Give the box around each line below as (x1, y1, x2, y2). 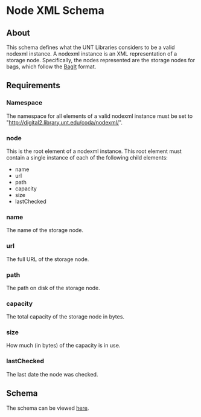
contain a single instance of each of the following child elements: (6, 154, 168, 161)
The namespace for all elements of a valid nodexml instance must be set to (6, 112, 193, 120)
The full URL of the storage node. (6, 255, 89, 263)
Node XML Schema (6, 4, 104, 18)
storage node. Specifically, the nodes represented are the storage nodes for (6, 57, 195, 63)
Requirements (6, 80, 60, 91)
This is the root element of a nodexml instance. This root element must (6, 147, 182, 155)
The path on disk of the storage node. (6, 284, 101, 291)
